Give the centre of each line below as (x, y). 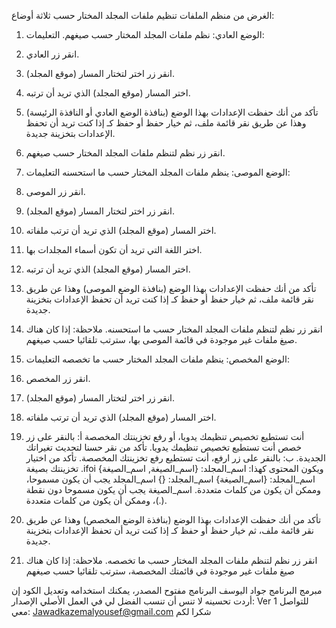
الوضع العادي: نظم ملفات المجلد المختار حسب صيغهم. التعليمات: (145, 34)
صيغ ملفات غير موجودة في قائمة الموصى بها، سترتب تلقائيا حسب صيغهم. (161, 339)
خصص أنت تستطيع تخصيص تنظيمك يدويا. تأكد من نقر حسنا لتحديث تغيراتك (164, 447)
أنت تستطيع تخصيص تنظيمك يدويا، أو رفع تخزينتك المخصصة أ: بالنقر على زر (165, 436)
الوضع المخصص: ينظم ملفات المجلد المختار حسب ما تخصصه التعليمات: (157, 359)
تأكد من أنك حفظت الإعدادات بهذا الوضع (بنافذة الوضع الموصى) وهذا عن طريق (171, 288)
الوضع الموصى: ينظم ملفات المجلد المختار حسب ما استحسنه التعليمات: (158, 172)
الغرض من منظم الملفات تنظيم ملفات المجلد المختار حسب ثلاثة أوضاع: (143, 15)
